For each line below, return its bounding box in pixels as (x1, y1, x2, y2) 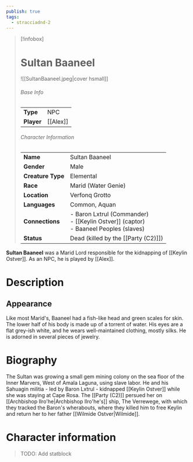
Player (23, 118, 42, 126)
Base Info (20, 88, 44, 95)
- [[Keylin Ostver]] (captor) (69, 217, 145, 225)
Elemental (69, 172, 97, 180)
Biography (6, 353, 57, 367)
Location (23, 191, 48, 199)
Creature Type (23, 172, 65, 180)
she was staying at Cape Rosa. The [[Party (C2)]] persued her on (6, 391, 163, 398)
